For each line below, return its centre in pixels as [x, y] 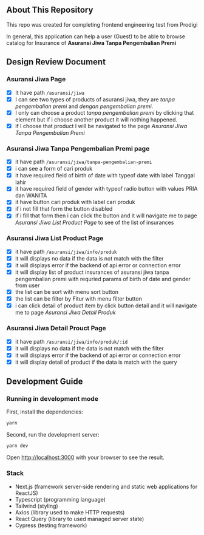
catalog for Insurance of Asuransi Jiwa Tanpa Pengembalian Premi [91, 43]
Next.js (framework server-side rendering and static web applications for [106, 486]
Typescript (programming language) [60, 499]
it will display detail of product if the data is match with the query [96, 362]
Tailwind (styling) [37, 506]
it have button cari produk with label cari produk [75, 202]
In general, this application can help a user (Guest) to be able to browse [96, 36]
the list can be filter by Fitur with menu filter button [79, 299]
